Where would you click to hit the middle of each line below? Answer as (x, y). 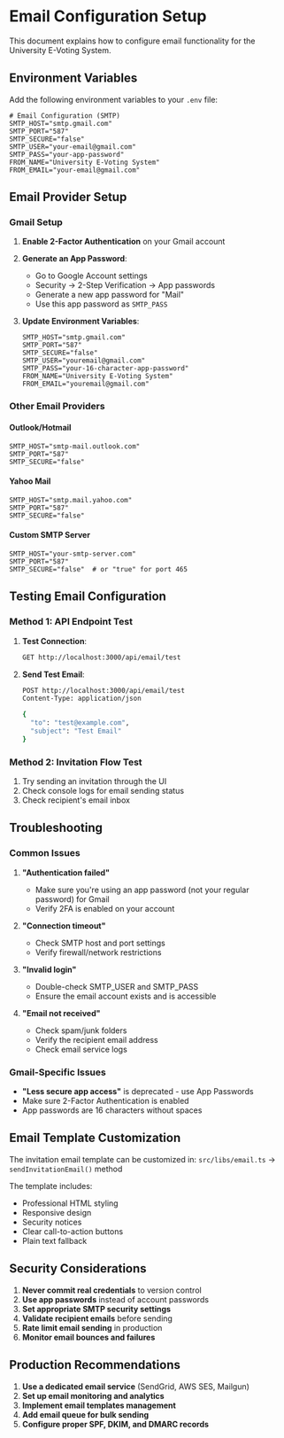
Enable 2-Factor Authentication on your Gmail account (123, 242)
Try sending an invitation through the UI (94, 781)
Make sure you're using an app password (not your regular (142, 890)
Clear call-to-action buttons (73, 1231)
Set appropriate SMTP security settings (96, 1309)
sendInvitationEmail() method (66, 1169)
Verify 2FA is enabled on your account (105, 908)
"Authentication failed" (66, 872)
